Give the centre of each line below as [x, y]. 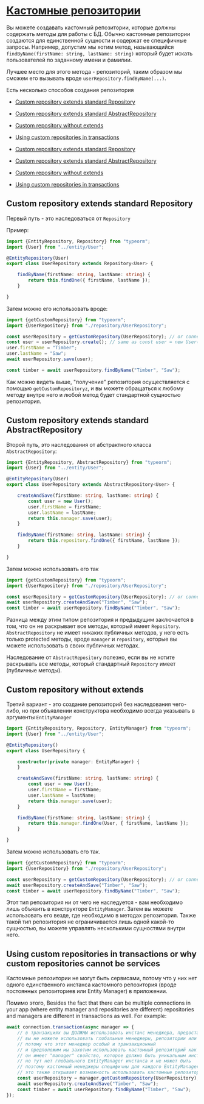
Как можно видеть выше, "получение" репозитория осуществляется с [98, 382]
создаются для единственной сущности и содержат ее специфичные [97, 40]
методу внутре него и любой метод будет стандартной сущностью [93, 394]
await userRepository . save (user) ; [50, 359]
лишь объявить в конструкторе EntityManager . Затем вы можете [90, 909]
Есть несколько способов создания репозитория [70, 90]
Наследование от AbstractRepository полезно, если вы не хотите [90, 657]
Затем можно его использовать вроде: [57, 308]
